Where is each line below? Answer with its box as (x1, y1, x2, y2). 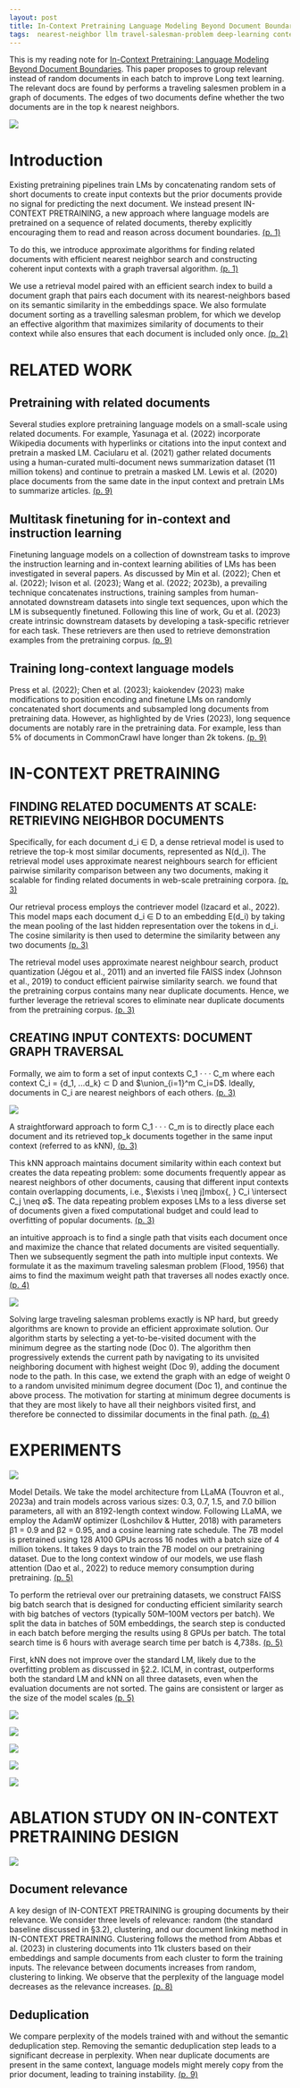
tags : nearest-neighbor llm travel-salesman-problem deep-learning (9, 30, 270, 38)
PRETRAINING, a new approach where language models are (48, 208, 270, 219)
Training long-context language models (9, 660, 235, 676)
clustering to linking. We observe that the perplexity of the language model (9, 1972, 284, 1982)
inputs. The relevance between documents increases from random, (9, 1962, 257, 1973)
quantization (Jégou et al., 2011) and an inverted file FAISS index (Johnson (9, 966, 282, 976)
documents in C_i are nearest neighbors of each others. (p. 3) (9, 1087, 237, 1097)
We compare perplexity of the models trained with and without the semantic (9, 2031, 288, 2041)
